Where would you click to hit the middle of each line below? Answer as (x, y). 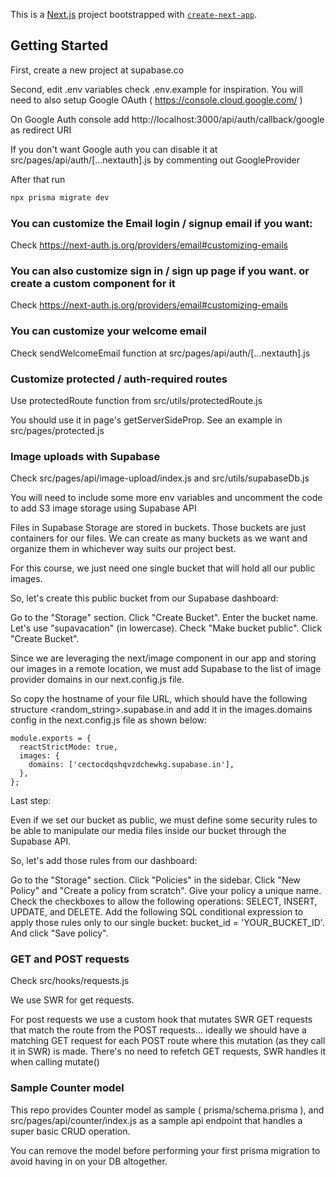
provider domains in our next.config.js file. (97, 680)
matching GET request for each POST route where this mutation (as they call (168, 1041)
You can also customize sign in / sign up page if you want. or (160, 271)
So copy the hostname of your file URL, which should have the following (159, 699)
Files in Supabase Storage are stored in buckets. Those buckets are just (158, 528)
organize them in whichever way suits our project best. (123, 549)
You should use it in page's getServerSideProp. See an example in (146, 420)
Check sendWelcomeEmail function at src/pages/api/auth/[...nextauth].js (160, 353)
